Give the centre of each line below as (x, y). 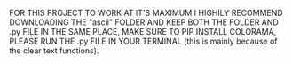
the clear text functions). (54, 51)
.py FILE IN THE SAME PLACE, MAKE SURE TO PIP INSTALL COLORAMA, (143, 32)
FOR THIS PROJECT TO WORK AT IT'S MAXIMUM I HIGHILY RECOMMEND (146, 13)
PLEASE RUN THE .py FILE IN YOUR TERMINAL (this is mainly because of (143, 41)
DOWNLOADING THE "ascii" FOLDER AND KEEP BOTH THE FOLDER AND (144, 22)
